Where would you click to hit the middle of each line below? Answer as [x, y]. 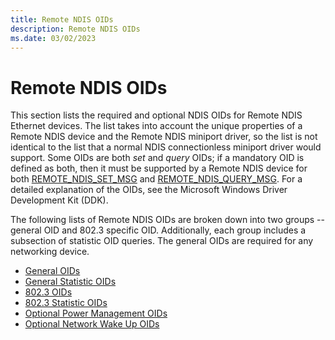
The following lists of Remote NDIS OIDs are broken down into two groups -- [167, 220]
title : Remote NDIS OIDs [62, 19]
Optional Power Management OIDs [96, 313]
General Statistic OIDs [70, 282]
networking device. [50, 252]
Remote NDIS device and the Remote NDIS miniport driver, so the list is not [164, 137]
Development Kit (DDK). [59, 200]
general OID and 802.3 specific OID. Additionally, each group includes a [158, 230]
